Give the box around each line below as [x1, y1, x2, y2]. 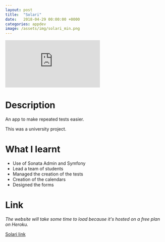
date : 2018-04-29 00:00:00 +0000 [5, 17, 80, 22]
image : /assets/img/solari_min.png [5, 26, 80, 31]
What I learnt [5, 144, 61, 155]
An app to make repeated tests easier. [5, 116, 84, 123]
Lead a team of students [12, 166, 64, 171]
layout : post [5, 7, 33, 13]
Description [5, 99, 56, 111]
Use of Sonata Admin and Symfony [12, 160, 86, 166]
